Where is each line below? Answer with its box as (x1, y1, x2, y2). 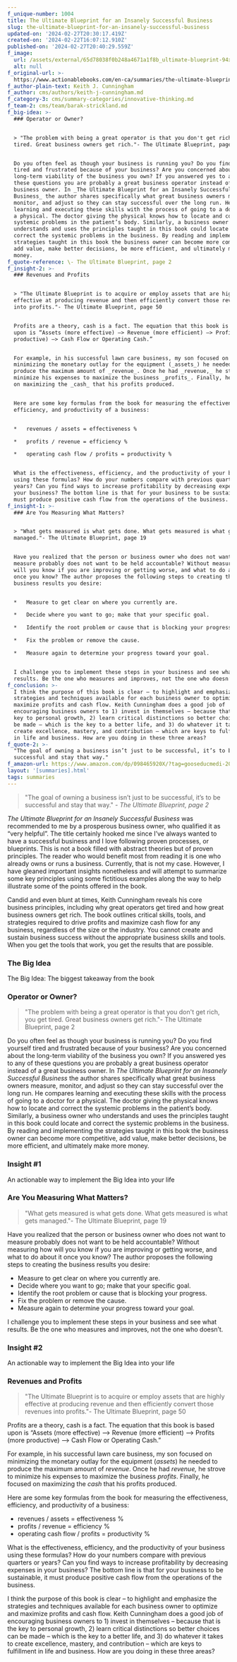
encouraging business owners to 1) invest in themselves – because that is (7, 1617, 221, 1625)
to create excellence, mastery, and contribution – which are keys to (7, 1639, 202, 1648)
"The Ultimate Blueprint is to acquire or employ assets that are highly (24, 1392, 225, 1401)
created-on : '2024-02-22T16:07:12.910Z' (7, 37, 128, 44)
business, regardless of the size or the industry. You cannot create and (7, 925, 213, 934)
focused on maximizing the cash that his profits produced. (7, 1480, 178, 1488)
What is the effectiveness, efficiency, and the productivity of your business (7, 1543, 226, 1552)
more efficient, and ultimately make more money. (7, 1141, 150, 1150)
